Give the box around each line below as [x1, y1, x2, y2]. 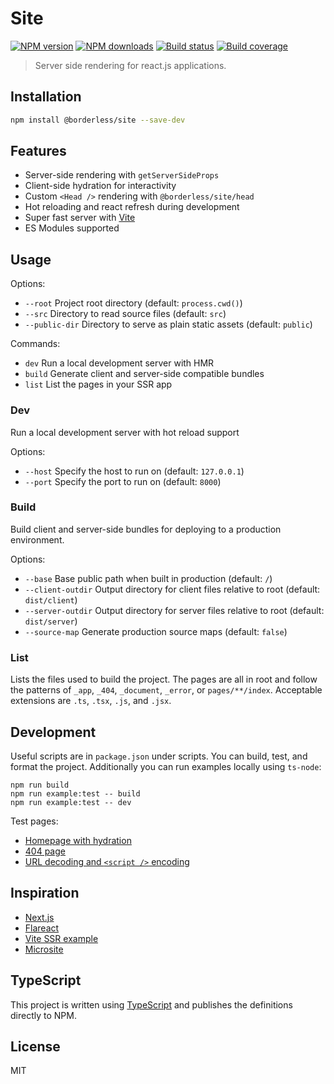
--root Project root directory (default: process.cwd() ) [24, 297, 243, 309]
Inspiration [10, 885, 80, 902]
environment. [10, 533, 65, 546]
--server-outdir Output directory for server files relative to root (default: [24, 604, 325, 616]
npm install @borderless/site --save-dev [10, 115, 186, 125]
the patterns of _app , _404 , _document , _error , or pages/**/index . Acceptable [10, 684, 323, 696]
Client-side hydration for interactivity [24, 180, 177, 192]
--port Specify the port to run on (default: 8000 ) [24, 475, 222, 487]
